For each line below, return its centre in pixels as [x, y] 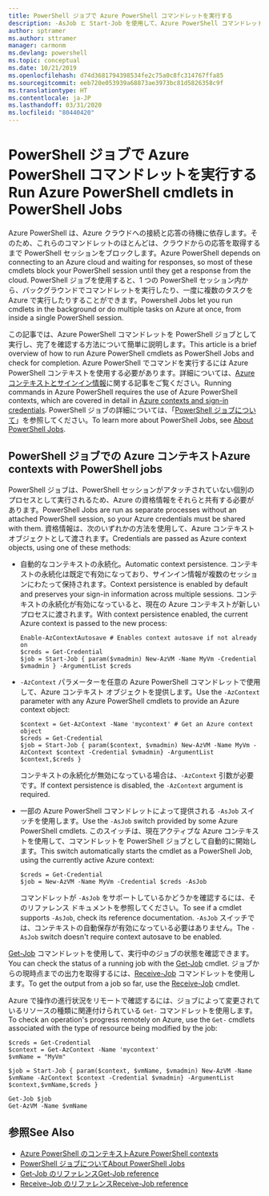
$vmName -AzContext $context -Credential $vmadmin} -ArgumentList [121, 1078]
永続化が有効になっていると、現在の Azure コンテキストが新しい [154, 604]
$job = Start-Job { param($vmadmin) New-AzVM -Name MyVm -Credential [139, 659]
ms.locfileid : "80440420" [51, 113]
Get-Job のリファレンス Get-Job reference [89, 1174]
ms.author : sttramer [43, 38]
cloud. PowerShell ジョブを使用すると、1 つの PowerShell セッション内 [125, 280]
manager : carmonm [37, 46]
